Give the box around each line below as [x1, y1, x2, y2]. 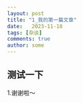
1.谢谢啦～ [7, 89, 36, 97]
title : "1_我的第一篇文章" [7, 16, 78, 23]
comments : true [7, 36, 51, 43]
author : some [7, 42, 45, 49]
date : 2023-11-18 [7, 23, 63, 30]
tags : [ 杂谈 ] [7, 29, 43, 36]
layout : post [7, 10, 45, 17]
